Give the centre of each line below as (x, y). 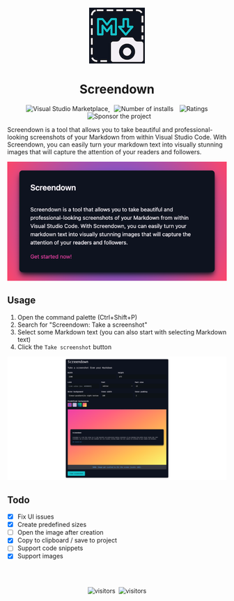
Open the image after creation (60, 533)
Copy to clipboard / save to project (67, 540)
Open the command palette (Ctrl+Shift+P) (77, 317)
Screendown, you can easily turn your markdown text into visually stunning (115, 144)
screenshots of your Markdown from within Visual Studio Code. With (128, 137)
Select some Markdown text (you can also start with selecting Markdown (122, 332)
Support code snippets (50, 548)
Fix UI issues (36, 517)
